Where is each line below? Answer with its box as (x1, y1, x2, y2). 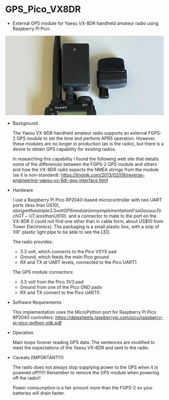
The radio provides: (12, 239, 53, 245)
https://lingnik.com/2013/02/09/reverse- (61, 172, 145, 178)
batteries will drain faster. (12, 390, 65, 396)
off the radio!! (12, 375, 41, 381)
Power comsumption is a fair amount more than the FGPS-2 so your (12, 384, 153, 390)
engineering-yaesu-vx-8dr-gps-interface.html (12, 177, 108, 183)
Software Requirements (12, 299, 62, 305)
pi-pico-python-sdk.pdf (12, 319, 62, 326)
